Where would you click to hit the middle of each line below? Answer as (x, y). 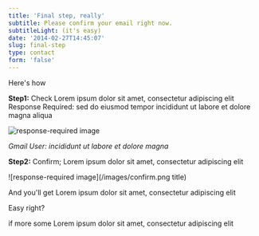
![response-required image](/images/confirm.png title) (98, 177)
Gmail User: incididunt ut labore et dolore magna (88, 146)
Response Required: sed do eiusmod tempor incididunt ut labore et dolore (129, 106)
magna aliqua (31, 115)
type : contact (32, 53)
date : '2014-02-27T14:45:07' (57, 38)
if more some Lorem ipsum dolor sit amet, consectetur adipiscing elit (121, 223)
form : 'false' (32, 61)
